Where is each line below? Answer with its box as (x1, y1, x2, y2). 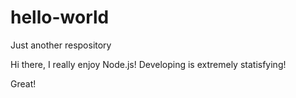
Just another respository (10, 39, 112, 51)
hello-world (10, 6, 110, 29)
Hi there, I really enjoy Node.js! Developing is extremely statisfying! (10, 58, 287, 70)
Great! (10, 77, 37, 90)
